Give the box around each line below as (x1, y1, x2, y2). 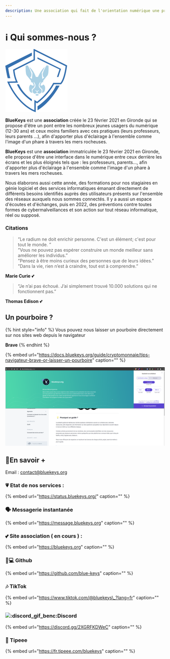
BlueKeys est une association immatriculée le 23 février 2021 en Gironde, (5, 148, 160, 154)
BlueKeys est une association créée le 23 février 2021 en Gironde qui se (5, 117, 157, 123)
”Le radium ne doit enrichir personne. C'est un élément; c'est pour (17, 236, 156, 242)
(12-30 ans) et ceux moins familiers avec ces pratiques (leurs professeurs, (5, 128, 160, 134)
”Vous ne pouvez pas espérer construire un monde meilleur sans (17, 247, 153, 253)
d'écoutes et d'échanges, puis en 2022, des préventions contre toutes (5, 201, 152, 207)
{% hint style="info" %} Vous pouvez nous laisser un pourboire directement (5, 327, 163, 333)
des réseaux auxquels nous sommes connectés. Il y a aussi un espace (5, 196, 152, 202)
